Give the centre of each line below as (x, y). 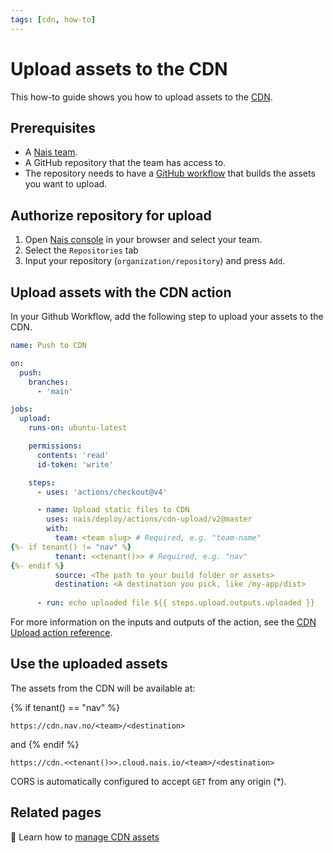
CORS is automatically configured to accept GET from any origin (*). (148, 781)
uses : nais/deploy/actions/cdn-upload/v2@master (149, 519)
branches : (49, 382)
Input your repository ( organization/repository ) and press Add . (155, 261)
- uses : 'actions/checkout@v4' (102, 492)
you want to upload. (66, 184)
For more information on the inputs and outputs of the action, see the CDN (163, 622)
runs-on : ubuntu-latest (78, 428)
